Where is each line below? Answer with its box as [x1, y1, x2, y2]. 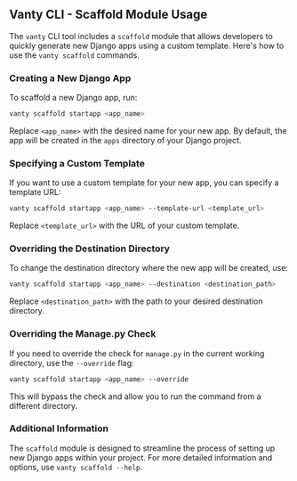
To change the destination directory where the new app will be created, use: [9, 263, 289, 273]
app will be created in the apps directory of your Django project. [9, 135, 242, 145]
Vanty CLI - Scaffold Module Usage [9, 7, 208, 22]
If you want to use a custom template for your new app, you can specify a [9, 177, 279, 188]
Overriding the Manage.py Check [9, 328, 157, 340]
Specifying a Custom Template [9, 157, 145, 169]
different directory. [9, 400, 78, 411]
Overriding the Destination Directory [9, 242, 171, 255]
